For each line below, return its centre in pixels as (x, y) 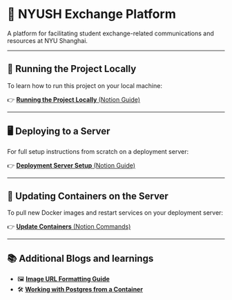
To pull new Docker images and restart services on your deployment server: (115, 213)
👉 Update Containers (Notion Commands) (69, 227)
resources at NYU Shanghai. (48, 40)
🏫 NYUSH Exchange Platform (91, 14)
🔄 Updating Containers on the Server (88, 196)
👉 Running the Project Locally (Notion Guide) (74, 99)
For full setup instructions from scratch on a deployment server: (98, 151)
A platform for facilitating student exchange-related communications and (110, 33)
